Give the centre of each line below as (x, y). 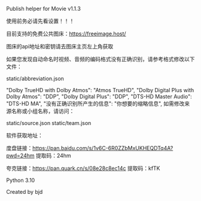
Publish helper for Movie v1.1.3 (43, 9)
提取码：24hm (54, 156)
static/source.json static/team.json (49, 123)
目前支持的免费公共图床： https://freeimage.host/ (66, 33)
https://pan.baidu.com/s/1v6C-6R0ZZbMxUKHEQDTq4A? (103, 148)
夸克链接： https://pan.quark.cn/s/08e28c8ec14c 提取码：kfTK (83, 168)
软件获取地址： (25, 135)
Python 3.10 (21, 180)
